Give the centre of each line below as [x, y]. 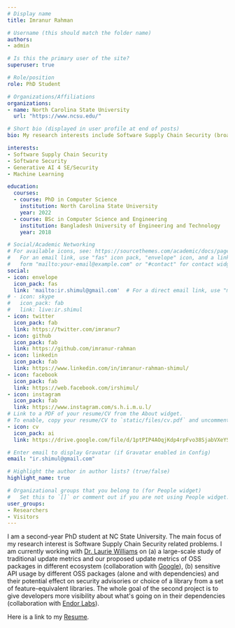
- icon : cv [23, 427]
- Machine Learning [36, 174]
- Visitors [23, 517]
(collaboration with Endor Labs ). [54, 604]
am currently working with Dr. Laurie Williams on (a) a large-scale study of [114, 551]
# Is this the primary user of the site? [69, 59]
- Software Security [37, 161]
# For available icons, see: [50, 251]
